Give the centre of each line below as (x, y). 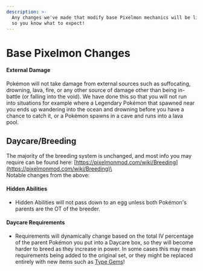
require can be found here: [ (41, 162)
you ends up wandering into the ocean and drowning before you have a (95, 109)
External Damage (28, 70)
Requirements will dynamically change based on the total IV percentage (104, 236)
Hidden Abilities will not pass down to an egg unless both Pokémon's (101, 202)
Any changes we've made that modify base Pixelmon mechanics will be (101, 18)
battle (14, 96)
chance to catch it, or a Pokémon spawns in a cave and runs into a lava (95, 116)
